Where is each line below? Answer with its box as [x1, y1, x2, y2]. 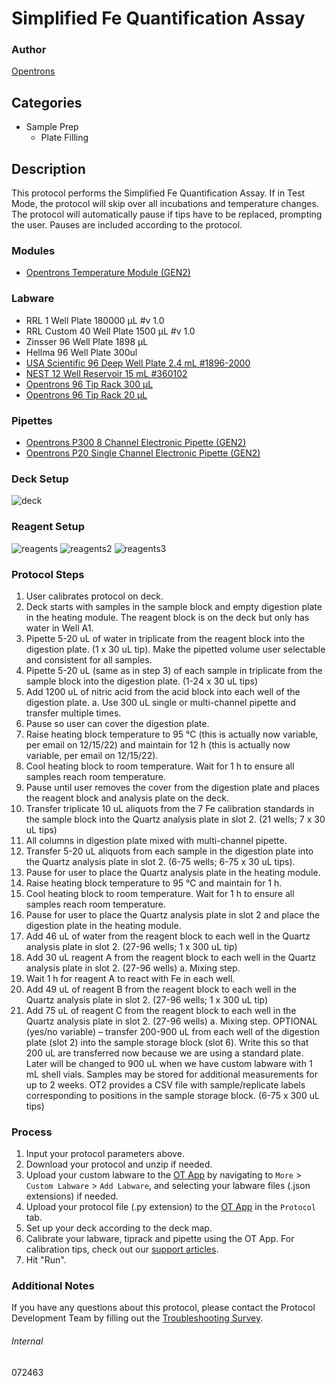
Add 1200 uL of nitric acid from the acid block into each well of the [25, 685, 301, 697]
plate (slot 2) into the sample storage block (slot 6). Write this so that [25, 1036, 309, 1048]
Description [11, 160, 86, 177]
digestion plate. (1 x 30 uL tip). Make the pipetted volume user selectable [25, 643, 326, 655]
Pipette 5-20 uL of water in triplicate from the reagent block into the [25, 632, 306, 644]
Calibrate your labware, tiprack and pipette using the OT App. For [25, 1233, 295, 1245]
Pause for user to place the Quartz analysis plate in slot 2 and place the [25, 908, 321, 921]
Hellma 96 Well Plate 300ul [25, 346, 138, 358]
